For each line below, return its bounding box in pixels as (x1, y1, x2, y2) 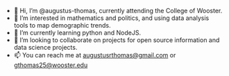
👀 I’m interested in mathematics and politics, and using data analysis (13, 14, 210, 22)
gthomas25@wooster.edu (13, 61, 88, 69)
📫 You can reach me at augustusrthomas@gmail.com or (13, 51, 176, 59)
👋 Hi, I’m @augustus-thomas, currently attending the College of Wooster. (13, 7, 223, 15)
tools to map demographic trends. (13, 21, 111, 29)
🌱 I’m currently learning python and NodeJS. (13, 28, 141, 37)
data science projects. (13, 44, 78, 51)
